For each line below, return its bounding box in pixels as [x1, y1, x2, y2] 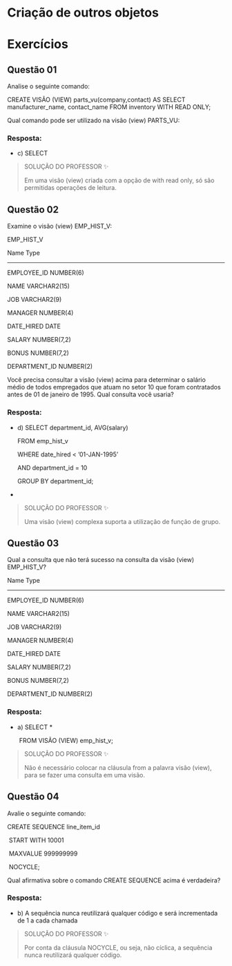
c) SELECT [17, 149, 48, 157]
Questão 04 [7, 791, 59, 802]
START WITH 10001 [8, 835, 64, 844]
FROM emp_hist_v [17, 436, 68, 445]
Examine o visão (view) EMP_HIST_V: [7, 222, 113, 231]
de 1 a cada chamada [17, 916, 78, 925]
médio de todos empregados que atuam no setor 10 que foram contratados [7, 383, 221, 392]
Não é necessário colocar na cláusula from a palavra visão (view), [23, 763, 212, 771]
